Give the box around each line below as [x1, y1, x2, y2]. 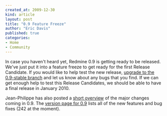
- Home [5, 40, 19, 45]
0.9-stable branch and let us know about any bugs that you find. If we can [5, 74, 158, 80]
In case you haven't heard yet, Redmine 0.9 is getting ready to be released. [5, 58, 161, 64]
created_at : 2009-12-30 [5, 7, 55, 13]
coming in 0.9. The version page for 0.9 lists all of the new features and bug [5, 100, 162, 106]
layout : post [5, 17, 33, 22]
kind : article [5, 12, 35, 17]
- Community [5, 45, 30, 50]
